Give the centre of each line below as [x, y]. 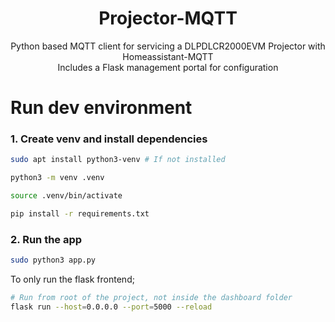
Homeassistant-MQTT [168, 56]
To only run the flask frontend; [72, 279]
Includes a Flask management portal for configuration [168, 67]
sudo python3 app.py [53, 260]
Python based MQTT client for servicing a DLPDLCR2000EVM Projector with [168, 46]
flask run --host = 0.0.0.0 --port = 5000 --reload [111, 307]
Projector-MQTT [168, 18]
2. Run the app [46, 239]
